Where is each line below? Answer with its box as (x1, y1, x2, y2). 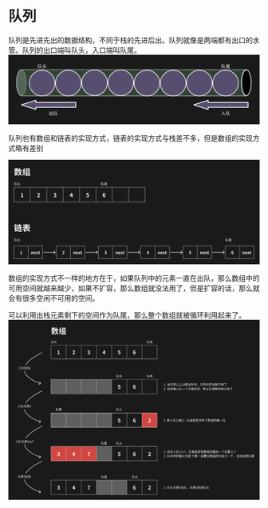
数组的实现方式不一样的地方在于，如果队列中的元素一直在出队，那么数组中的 (8, 273, 260, 282)
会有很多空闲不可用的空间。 (8, 293, 100, 302)
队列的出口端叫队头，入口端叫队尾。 (22, 45, 141, 54)
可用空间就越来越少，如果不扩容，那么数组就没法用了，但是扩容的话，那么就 (8, 283, 260, 293)
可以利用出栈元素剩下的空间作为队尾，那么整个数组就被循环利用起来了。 (8, 310, 246, 320)
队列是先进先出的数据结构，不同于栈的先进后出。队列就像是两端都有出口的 (8, 35, 253, 45)
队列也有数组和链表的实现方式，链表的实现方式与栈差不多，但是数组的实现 (8, 134, 253, 143)
